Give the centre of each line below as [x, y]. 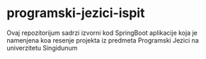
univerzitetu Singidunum [42, 48]
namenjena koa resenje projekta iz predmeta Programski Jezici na [103, 40]
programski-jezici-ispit [76, 13]
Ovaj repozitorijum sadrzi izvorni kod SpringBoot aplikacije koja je [102, 33]
